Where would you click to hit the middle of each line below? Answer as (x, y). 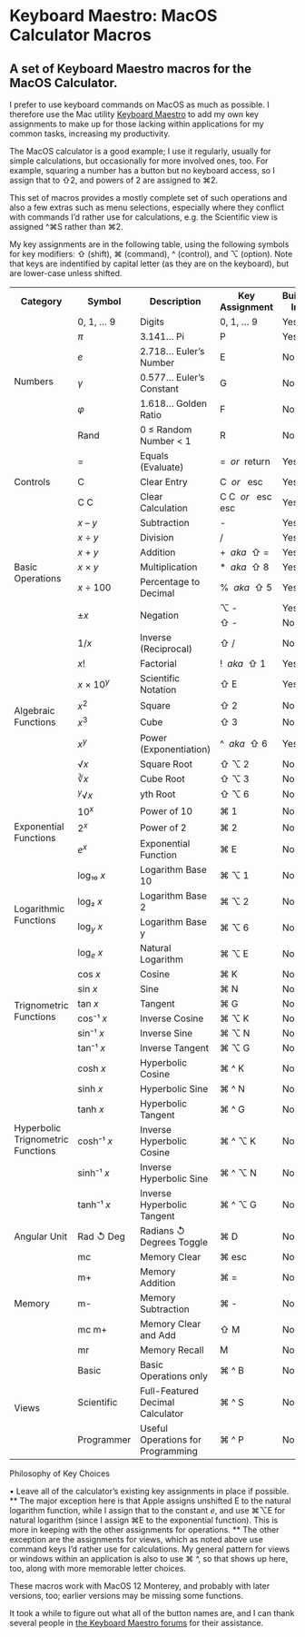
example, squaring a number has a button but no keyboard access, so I (142, 170)
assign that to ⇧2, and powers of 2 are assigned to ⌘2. (114, 180)
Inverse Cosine (172, 1018)
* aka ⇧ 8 (244, 567)
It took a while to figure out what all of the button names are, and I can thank (152, 1612)
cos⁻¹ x (93, 1018)
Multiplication (168, 567)
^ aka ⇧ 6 (243, 743)
